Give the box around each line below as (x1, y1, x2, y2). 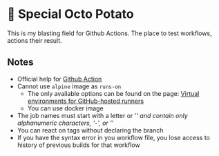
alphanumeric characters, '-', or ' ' (17, 119, 114, 127)
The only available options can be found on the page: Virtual (27, 89, 200, 97)
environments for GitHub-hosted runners (27, 97, 144, 105)
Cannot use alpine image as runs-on (17, 82, 122, 90)
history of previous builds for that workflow (17, 141, 140, 149)
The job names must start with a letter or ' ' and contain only (17, 111, 188, 119)
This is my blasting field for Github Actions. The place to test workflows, (7, 29, 212, 37)
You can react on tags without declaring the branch (17, 126, 164, 134)
